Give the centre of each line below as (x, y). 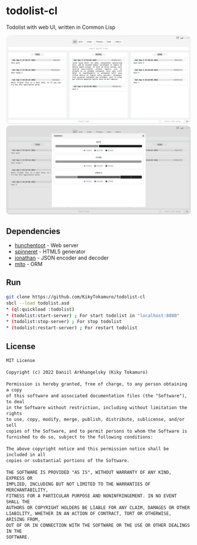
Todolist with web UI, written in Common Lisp (61, 27)
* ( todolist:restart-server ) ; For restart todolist (72, 328)
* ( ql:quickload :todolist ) (40, 309)
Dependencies (33, 231)
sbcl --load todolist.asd (38, 303)
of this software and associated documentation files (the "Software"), (97, 396)
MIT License (21, 360)
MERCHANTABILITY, (27, 490)
